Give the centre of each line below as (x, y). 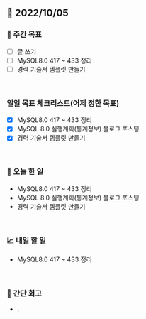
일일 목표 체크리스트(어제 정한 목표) (63, 103)
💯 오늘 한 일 (25, 172)
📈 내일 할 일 (27, 240)
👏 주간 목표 (24, 35)
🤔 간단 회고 (24, 293)
